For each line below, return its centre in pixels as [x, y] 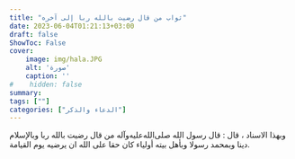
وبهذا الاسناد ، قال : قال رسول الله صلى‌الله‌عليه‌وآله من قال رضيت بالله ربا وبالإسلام [147, 135]
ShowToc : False [38, 43]
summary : [26, 93]
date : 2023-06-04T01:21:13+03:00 [72, 26]
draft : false [34, 34]
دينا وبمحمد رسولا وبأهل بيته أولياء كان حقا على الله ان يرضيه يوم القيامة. [130, 145]
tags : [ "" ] [30, 101]
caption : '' [48, 76]
